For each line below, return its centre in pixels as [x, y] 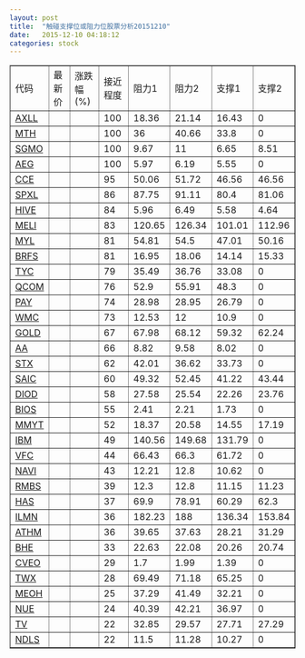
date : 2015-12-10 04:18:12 [64, 35]
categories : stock [44, 43]
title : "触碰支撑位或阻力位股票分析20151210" [90, 26]
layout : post [34, 18]
